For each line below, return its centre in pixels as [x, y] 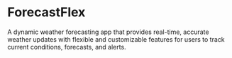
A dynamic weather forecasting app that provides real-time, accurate [108, 32]
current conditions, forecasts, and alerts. [67, 47]
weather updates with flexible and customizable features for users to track [116, 39]
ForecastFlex [46, 12]
